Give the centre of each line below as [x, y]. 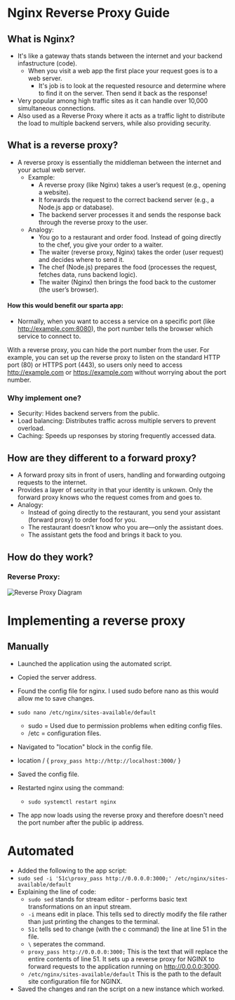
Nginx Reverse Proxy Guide [89, 13]
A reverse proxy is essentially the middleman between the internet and [119, 162]
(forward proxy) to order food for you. [82, 520]
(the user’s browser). [68, 289]
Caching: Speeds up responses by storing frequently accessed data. [116, 436]
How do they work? [51, 557]
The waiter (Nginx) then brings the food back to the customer [127, 282]
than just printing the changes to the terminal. [94, 921]
